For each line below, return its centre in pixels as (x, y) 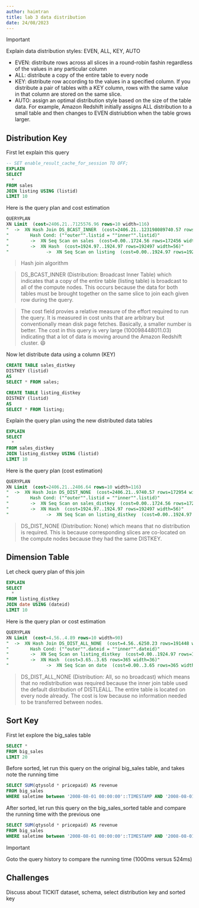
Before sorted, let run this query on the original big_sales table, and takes (95, 768)
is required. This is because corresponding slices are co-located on (103, 532)
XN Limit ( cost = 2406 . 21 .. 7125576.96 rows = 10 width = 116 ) (78, 224)
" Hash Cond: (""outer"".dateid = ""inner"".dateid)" (83, 649)
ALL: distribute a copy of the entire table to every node (81, 75)
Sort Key (23, 721)
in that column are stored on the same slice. (68, 94)
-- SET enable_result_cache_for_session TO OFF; (67, 163)
